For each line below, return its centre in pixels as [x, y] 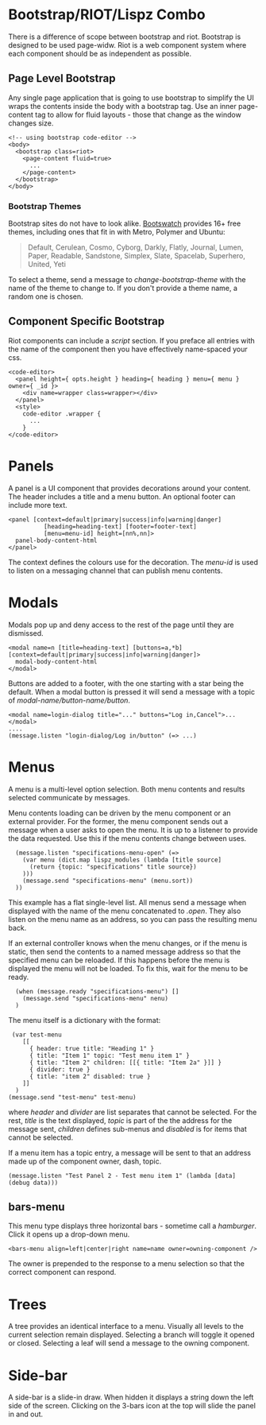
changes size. [31, 123]
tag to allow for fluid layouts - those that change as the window [139, 114]
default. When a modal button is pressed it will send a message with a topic [132, 691]
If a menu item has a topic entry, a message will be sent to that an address [130, 1152]
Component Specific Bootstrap [87, 321]
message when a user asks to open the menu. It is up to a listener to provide [133, 830]
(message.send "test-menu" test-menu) [72, 1097]
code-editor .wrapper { [62, 414]
